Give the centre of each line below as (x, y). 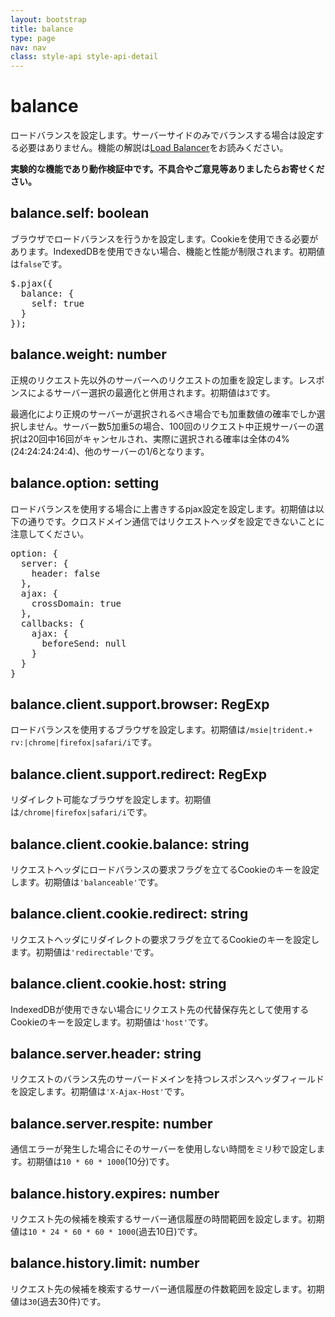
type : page (33, 38)
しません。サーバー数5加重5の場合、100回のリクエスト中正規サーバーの (167, 426)
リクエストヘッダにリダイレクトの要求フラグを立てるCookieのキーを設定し (165, 939)
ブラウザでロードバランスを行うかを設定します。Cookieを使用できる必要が (164, 238)
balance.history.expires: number (115, 1193)
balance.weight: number (88, 354)
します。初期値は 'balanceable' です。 (87, 882)
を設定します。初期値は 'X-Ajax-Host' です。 (100, 1092)
